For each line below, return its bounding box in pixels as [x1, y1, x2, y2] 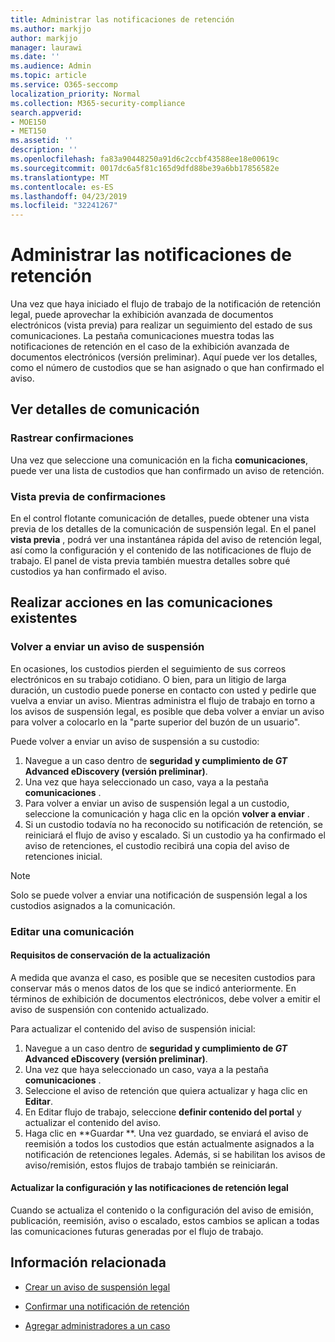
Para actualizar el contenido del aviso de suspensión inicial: [10, 1022, 256, 1035]
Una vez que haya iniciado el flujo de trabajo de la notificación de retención [10, 298, 322, 310]
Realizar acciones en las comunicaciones [10, 594, 273, 611]
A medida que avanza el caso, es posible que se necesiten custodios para [10, 971, 316, 983]
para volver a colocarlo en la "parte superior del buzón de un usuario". [10, 716, 301, 728]
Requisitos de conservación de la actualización [10, 949, 211, 961]
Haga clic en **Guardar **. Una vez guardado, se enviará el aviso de [24, 1127, 309, 1139]
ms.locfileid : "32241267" [10, 201, 118, 211]
